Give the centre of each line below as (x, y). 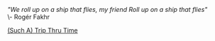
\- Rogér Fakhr (29, 17)
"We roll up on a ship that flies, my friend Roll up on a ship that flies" (107, 9)
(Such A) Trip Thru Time (43, 30)
